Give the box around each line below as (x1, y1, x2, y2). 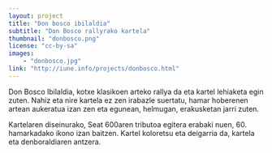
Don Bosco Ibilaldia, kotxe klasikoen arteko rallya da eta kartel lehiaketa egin (8, 87, 264, 96)
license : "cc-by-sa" (8, 42, 79, 50)
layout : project (8, 11, 63, 20)
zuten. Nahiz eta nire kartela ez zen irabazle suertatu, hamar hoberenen (8, 95, 249, 105)
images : (8, 49, 35, 57)
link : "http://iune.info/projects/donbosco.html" (8, 65, 180, 73)
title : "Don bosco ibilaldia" (8, 19, 111, 28)
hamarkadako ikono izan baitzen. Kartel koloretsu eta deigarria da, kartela (8, 128, 255, 138)
